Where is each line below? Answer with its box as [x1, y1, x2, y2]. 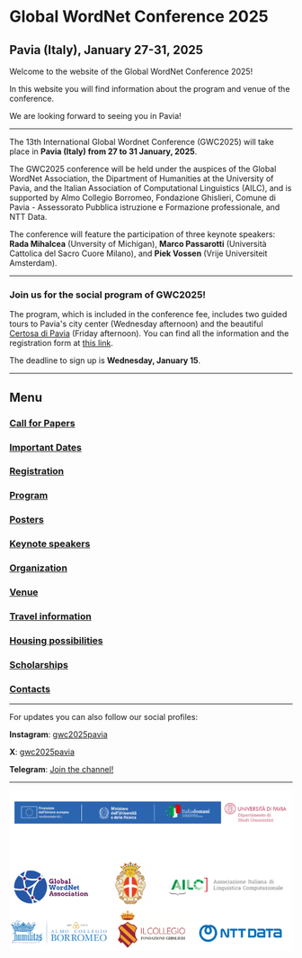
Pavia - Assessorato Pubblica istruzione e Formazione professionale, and [9, 202, 280, 213]
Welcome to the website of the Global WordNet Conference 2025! [9, 66, 253, 77]
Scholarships [9, 658, 69, 671]
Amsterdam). [9, 258, 58, 268]
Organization [9, 561, 67, 574]
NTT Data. [9, 212, 48, 222]
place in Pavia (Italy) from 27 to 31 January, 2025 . [9, 146, 198, 157]
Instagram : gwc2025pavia [9, 729, 108, 740]
